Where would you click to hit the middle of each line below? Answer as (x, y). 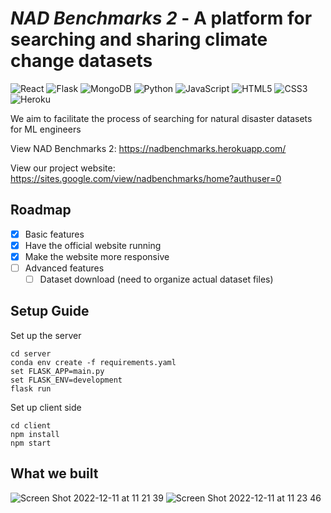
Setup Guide (50, 311)
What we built (54, 473)
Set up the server (46, 335)
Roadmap (41, 210)
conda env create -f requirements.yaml (93, 362)
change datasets (81, 61)
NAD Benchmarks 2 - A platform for (161, 18)
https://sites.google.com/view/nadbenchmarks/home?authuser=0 (146, 178)
